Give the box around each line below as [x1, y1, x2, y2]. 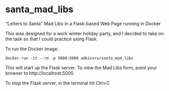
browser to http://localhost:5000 [5, 70, 74, 76]
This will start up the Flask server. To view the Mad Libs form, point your [5, 64, 157, 71]
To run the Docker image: [5, 45, 59, 52]
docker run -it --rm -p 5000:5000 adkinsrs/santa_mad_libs [5, 55, 134, 61]
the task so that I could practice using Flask [5, 36, 97, 42]
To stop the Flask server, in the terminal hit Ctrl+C [5, 80, 110, 86]
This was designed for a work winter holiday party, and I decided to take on [5, 30, 164, 36]
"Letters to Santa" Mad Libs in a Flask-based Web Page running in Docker [5, 20, 161, 27]
